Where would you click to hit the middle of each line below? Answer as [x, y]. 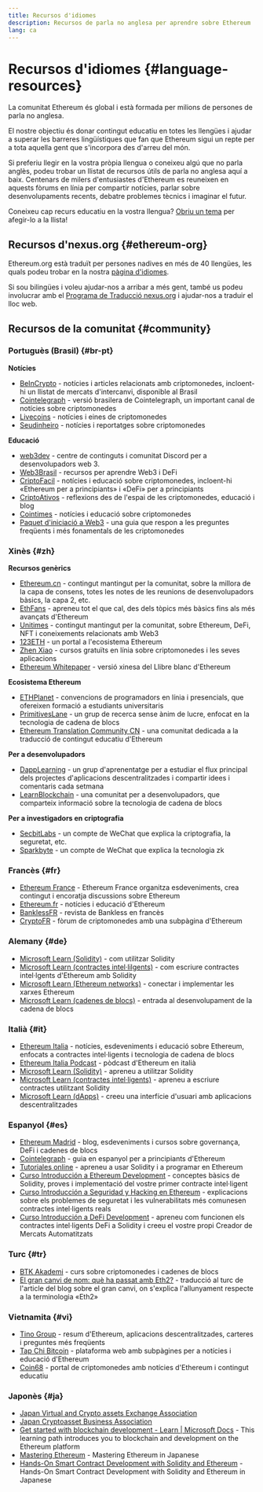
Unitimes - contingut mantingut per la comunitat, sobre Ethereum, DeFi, [135, 625]
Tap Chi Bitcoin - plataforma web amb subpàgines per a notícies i [125, 1351]
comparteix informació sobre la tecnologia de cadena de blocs [121, 803]
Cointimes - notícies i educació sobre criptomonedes [105, 514]
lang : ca [22, 30]
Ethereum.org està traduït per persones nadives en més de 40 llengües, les [130, 263]
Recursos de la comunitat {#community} [110, 328]
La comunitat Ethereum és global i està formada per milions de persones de [131, 108]
